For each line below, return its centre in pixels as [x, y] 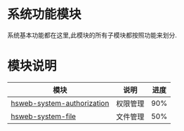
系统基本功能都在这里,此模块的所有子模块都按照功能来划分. [92, 35]
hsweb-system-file [43, 116]
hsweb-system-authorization [60, 103]
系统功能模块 [45, 14]
